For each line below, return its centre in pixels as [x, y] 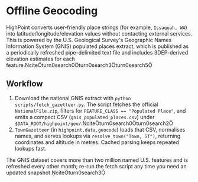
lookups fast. [30, 148]
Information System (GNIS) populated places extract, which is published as [98, 46]
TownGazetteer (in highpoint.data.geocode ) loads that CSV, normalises [100, 129]
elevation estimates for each [41, 59]
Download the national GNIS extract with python [73, 98]
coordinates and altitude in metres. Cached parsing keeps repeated [97, 142]
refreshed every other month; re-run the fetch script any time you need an [97, 166]
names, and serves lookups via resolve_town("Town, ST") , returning [98, 136]
